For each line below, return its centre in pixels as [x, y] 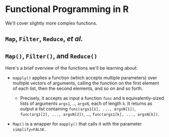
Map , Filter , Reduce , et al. [44, 39]
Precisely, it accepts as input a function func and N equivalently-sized [92, 98]
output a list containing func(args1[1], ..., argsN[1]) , [78, 109]
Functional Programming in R [67, 9]
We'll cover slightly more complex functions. [51, 23]
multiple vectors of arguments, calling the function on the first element [86, 83]
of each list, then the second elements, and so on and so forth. [78, 88]
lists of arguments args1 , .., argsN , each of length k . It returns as [86, 103]
